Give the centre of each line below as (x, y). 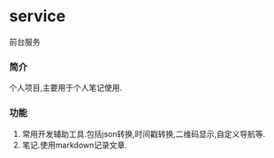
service (38, 16)
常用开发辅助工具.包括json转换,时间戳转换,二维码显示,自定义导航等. (144, 133)
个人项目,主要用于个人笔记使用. (66, 88)
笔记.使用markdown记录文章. (75, 145)
